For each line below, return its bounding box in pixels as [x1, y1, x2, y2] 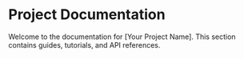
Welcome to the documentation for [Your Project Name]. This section [8, 32, 236, 41]
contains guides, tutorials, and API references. [8, 40, 161, 49]
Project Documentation [8, 6, 166, 24]
